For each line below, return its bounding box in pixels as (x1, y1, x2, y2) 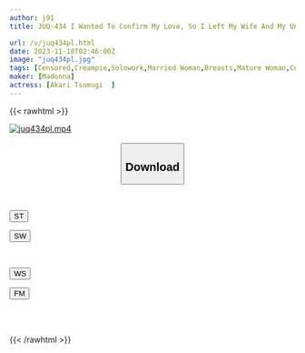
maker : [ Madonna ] (9, 72, 75, 82)
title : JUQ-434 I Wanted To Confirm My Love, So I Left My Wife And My (9, 22, 286, 31)
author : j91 (9, 13, 54, 23)
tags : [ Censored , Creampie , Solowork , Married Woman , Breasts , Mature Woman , (9, 64, 290, 73)
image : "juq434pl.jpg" (9, 55, 95, 65)
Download (125, 160, 180, 174)
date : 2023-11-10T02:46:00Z (9, 46, 116, 55)
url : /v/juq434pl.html (9, 38, 95, 47)
